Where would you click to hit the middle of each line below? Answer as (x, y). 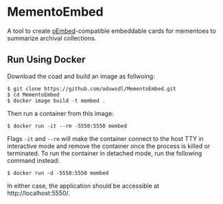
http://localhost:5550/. (39, 193)
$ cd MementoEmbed (33, 94)
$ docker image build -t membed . (57, 101)
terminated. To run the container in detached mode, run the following (105, 153)
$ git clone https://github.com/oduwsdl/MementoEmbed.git (92, 89)
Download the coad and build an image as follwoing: (81, 76)
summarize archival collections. (52, 38)
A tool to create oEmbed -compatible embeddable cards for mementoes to (111, 31)
